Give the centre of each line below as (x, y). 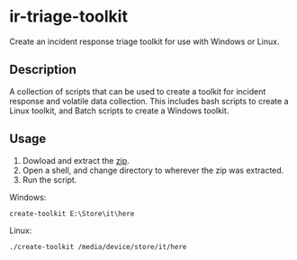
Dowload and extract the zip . (76, 160)
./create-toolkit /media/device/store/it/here (98, 247)
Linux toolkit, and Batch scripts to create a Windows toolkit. (119, 111)
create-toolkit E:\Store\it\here (72, 213)
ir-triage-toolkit (69, 17)
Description (43, 70)
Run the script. (49, 179)
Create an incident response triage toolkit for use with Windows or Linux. (144, 41)
